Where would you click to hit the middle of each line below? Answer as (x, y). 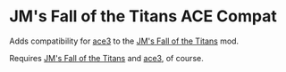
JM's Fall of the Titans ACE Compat (143, 16)
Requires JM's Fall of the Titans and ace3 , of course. (106, 58)
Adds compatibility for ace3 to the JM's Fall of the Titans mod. (124, 41)
